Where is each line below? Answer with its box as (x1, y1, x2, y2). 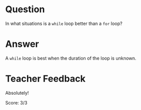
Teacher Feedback (5, 73, 86, 85)
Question (5, 4, 45, 15)
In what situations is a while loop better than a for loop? (5, 20, 123, 26)
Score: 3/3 (5, 99, 27, 105)
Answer (5, 38, 39, 50)
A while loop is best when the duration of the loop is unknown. (5, 55, 136, 61)
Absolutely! (5, 90, 29, 96)
